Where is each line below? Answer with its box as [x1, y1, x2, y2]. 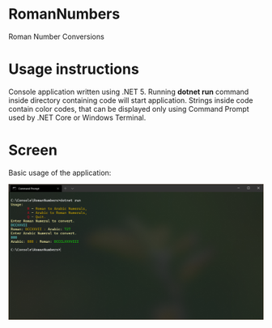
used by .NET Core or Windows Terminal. [8, 113, 147, 122]
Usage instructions [8, 60, 139, 79]
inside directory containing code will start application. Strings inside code [8, 95, 253, 105]
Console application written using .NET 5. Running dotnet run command [8, 87, 249, 96]
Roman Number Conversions [8, 32, 105, 41]
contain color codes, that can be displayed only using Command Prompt [8, 104, 249, 113]
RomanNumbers [8, 5, 121, 23]
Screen [8, 141, 58, 160]
